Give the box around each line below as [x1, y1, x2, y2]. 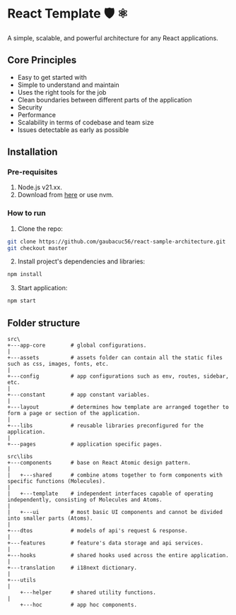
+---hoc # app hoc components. [20, 602, 138, 609]
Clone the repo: [17, 224, 64, 233]
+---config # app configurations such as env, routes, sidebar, [7, 373, 230, 380]
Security [17, 103, 42, 112]
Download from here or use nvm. [17, 191, 114, 199]
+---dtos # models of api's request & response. [7, 527, 189, 535]
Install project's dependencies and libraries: [17, 257, 146, 265]
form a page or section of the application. [7, 410, 141, 417]
